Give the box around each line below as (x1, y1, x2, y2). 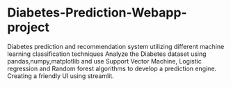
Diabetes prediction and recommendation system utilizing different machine (7, 42, 225, 50)
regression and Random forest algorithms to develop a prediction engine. (7, 64, 217, 72)
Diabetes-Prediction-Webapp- (7, 5, 187, 21)
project (7, 19, 50, 35)
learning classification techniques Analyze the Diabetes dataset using (7, 50, 207, 58)
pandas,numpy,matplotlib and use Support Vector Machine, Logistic (7, 57, 202, 65)
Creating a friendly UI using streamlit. (7, 71, 115, 80)
